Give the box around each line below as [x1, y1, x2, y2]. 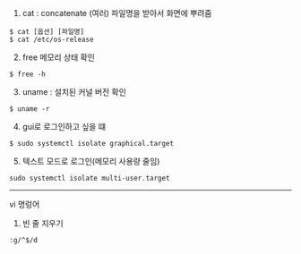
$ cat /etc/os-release [9, 35, 94, 44]
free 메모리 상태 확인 [21, 52, 96, 63]
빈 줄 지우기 [21, 218, 64, 228]
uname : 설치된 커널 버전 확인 [21, 87, 127, 97]
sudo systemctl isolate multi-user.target [9, 174, 170, 182]
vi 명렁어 [9, 199, 40, 209]
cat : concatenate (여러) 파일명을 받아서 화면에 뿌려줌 [21, 8, 212, 18]
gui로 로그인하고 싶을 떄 [21, 122, 106, 131]
